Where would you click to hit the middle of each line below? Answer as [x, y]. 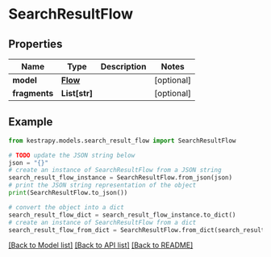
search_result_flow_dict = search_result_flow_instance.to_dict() [122, 215]
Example [31, 122]
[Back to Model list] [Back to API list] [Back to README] [101, 245]
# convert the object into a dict [67, 207]
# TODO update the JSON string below [72, 155]
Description [123, 67]
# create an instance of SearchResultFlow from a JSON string [115, 171]
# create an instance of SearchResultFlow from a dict [102, 222]
